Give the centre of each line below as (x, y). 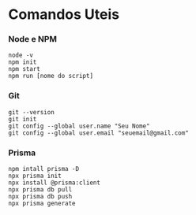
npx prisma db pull (40, 190)
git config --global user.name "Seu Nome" (79, 126)
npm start (24, 69)
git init (23, 119)
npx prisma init (35, 176)
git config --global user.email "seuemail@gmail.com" (99, 133)
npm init (23, 62)
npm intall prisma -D (44, 169)
